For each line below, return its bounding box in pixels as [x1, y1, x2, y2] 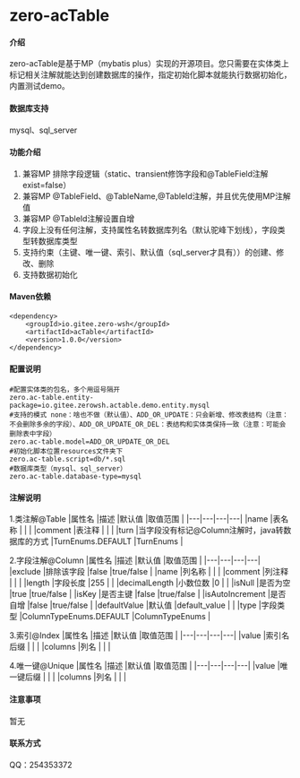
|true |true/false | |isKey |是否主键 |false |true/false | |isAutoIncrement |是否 [9, 589, 287, 600]
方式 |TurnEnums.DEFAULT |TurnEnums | [32, 536, 184, 547]
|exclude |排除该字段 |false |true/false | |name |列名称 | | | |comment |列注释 [9, 566, 289, 577]
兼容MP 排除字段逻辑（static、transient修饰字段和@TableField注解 [21, 168, 269, 179]
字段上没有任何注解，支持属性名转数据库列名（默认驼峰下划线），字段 [21, 224, 278, 235]
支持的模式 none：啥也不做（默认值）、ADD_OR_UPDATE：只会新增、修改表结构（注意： [13, 411, 289, 419]
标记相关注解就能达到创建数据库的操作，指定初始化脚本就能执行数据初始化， [9, 69, 292, 81]
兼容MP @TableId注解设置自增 [21, 212, 135, 224]
